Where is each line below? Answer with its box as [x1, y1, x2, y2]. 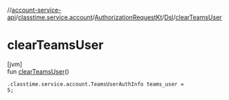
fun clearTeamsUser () [7, 67, 69, 75]
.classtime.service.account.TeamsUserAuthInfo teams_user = [7, 81, 185, 88]
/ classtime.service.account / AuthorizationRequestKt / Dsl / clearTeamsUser [15, 13, 223, 21]
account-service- [11, 6, 62, 14]
